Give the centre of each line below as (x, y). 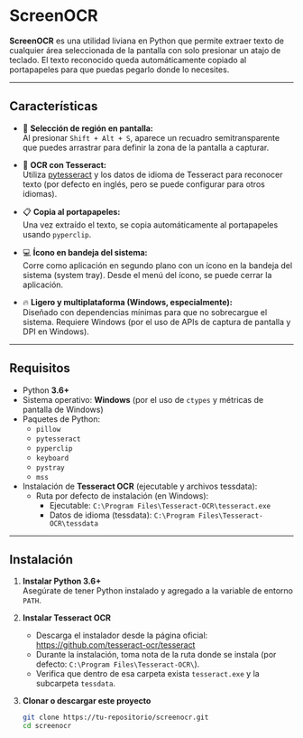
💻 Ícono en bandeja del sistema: (85, 252)
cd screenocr (47, 726)
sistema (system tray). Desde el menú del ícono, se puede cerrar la (147, 275)
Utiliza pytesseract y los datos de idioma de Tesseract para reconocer (152, 174)
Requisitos (40, 368)
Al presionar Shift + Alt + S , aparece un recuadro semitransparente (151, 137)
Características (54, 106)
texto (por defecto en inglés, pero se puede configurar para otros (144, 184)
